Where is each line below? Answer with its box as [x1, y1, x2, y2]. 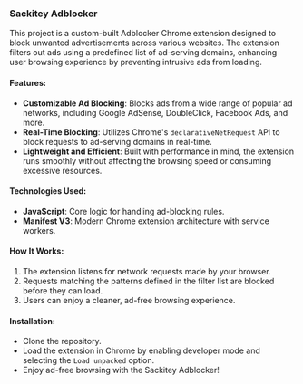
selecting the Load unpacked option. [22, 355, 155, 366]
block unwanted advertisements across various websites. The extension [9, 37, 279, 48]
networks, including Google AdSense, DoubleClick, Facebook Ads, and [22, 107, 288, 118]
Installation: [9, 315, 56, 326]
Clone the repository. [22, 336, 102, 347]
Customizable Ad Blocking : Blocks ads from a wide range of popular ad [22, 98, 293, 109]
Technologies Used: [9, 186, 87, 197]
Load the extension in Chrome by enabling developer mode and [22, 345, 261, 356]
